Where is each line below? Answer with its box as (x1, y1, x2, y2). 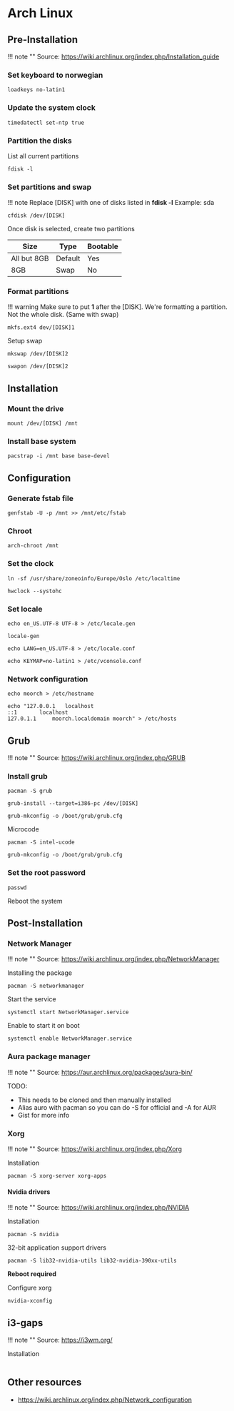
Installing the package (7, 969, 73, 977)
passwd (7, 884, 27, 891)
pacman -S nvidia (7, 1231, 59, 1238)
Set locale (7, 604, 43, 614)
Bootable (87, 241, 119, 251)
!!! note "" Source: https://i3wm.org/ (7, 1336, 113, 1345)
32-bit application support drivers (7, 1243, 107, 1252)
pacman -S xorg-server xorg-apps (7, 1173, 107, 1180)
